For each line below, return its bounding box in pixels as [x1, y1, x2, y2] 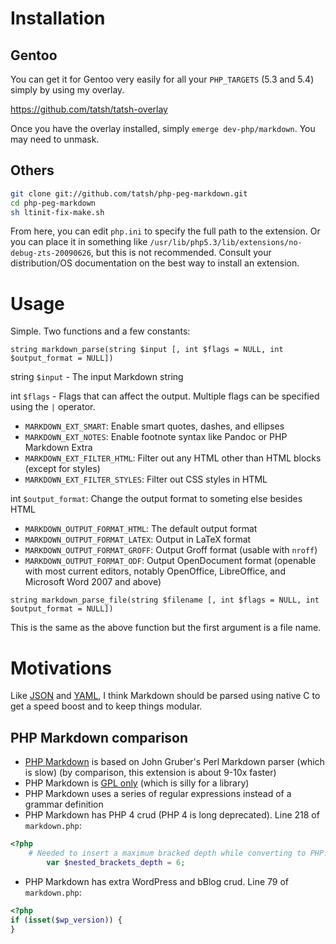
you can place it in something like [10, 236, 148, 248]
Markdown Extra [24, 442, 93, 454]
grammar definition [24, 798, 104, 811]
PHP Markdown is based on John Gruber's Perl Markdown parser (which [24, 756, 325, 768]
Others [10, 162, 55, 179]
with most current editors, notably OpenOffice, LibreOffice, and [24, 565, 286, 577]
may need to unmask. [10, 133, 100, 145]
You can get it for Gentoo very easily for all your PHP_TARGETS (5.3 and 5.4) [10, 73, 315, 85]
